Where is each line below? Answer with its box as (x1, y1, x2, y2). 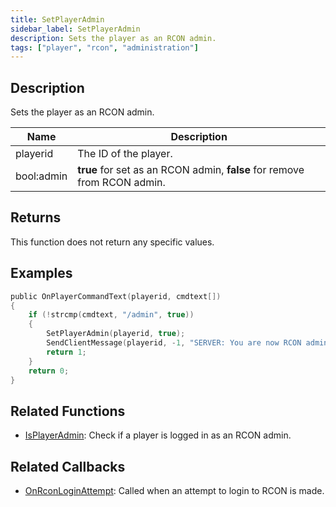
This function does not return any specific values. (10, 236, 215, 248)
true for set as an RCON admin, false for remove (77, 163, 305, 177)
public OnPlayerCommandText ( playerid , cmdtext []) (10, 291, 222, 301)
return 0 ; (28, 366, 70, 376)
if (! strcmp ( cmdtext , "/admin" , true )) (28, 310, 195, 320)
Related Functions (10, 402, 126, 420)
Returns (10, 209, 62, 226)
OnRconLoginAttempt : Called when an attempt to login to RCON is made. (24, 485, 325, 497)
